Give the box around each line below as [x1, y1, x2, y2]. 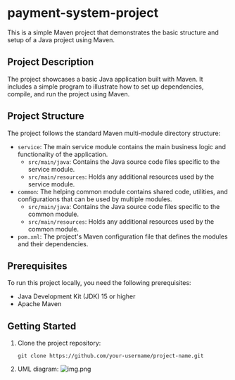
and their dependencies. [17, 239, 89, 248]
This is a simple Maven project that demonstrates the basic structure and [7, 28, 220, 37]
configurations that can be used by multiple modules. [17, 195, 172, 203]
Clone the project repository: [17, 339, 101, 348]
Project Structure [7, 110, 84, 122]
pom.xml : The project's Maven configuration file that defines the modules [17, 232, 228, 241]
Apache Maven [17, 300, 62, 308]
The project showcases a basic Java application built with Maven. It [7, 75, 203, 83]
